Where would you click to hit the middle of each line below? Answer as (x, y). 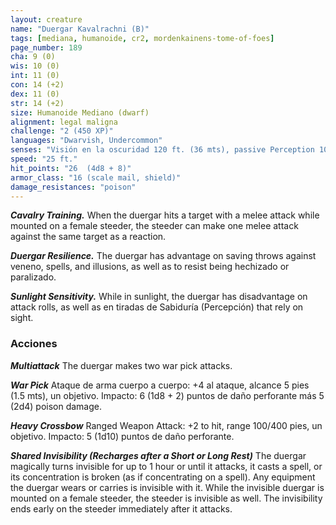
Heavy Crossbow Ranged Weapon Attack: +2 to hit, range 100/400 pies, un (166, 425)
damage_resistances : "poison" (73, 187)
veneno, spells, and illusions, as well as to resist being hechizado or (150, 267)
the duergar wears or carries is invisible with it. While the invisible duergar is (167, 487)
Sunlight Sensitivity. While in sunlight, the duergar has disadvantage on (159, 297)
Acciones (34, 344)
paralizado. (33, 277)
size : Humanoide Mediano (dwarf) (80, 112)
